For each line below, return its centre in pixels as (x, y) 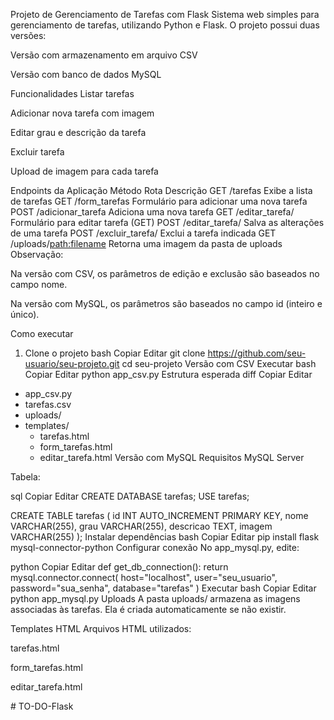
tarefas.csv (48, 404)
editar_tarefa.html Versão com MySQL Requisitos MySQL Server (172, 457)
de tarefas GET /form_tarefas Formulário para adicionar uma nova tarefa (159, 201)
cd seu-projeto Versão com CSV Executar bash (219, 363)
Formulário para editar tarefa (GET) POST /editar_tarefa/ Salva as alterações (167, 222)
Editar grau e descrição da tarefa (78, 132)
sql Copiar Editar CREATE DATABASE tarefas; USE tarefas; (130, 496)
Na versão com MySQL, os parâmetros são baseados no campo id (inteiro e (166, 303)
